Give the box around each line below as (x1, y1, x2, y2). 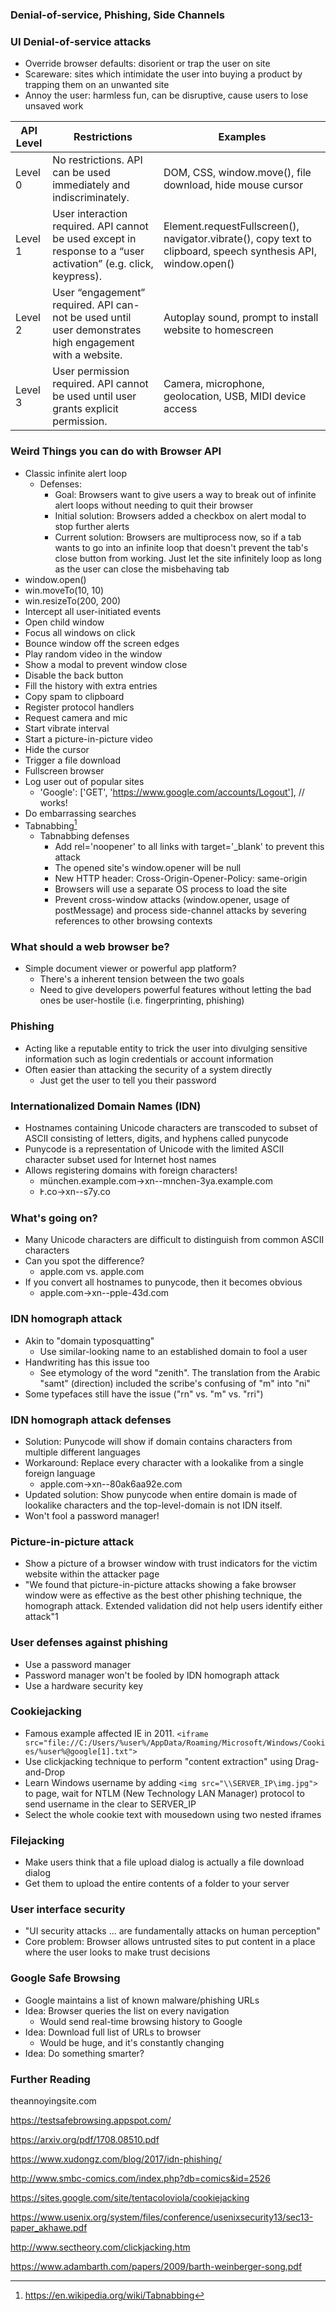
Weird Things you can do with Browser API (10, 444, 222, 458)
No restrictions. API (52, 153, 143, 167)
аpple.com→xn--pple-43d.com (39, 1287, 170, 1299)
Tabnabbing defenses (39, 830, 130, 842)
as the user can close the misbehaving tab (54, 563, 230, 575)
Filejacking (10, 1833, 65, 1847)
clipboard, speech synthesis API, (163, 244, 317, 258)
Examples (218, 130, 267, 144)
